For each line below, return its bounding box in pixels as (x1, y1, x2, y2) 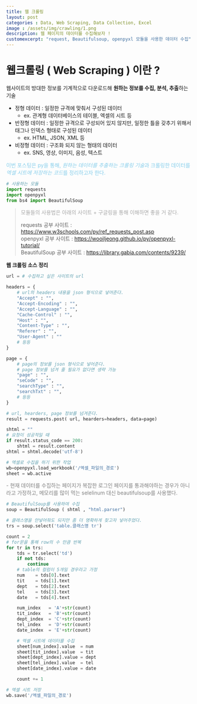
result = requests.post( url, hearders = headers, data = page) (6, 416, 158, 422)
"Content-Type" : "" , (17, 323, 70, 329)
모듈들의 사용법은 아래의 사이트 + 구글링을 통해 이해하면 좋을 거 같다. (20, 209, 179, 216)
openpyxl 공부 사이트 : (20, 235, 73, 242)
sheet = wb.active (6, 470, 51, 477)
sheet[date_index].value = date (17, 665, 96, 671)
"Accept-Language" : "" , (17, 306, 78, 312)
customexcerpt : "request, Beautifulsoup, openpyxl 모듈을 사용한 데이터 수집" (6, 36, 191, 42)
